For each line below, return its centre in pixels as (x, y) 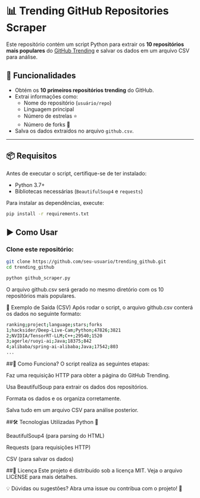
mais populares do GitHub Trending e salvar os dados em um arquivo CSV (98, 50)
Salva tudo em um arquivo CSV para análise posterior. (72, 410)
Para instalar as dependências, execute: (55, 202)
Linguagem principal (49, 109)
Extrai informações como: (46, 96)
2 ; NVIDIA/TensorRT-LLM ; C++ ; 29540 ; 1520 (54, 336)
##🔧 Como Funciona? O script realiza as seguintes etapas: (78, 364)
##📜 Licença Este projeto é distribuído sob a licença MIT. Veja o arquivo (94, 471)
